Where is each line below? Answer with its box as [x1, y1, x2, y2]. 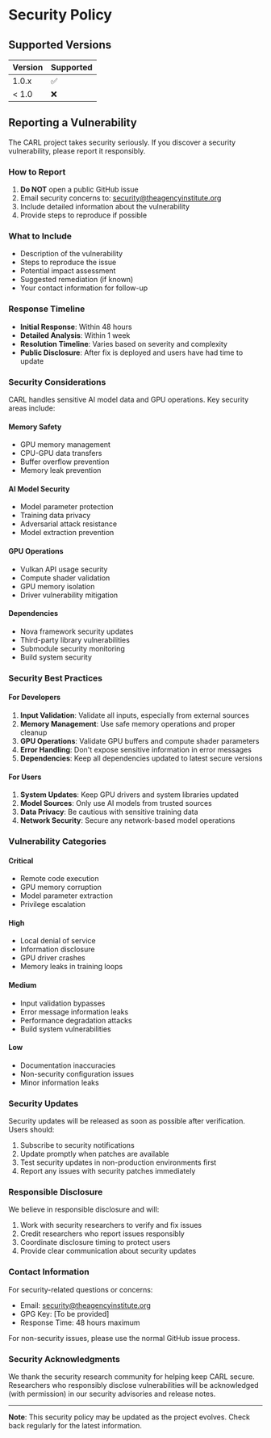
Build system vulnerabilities [19, 1024, 111, 1034]
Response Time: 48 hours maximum [19, 1318, 140, 1327]
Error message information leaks [19, 1006, 129, 1016]
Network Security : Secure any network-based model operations [19, 816, 236, 825]
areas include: [8, 403, 56, 413]
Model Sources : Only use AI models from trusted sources [19, 799, 212, 808]
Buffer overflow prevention [19, 457, 110, 466]
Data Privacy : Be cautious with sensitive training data [19, 807, 198, 817]
